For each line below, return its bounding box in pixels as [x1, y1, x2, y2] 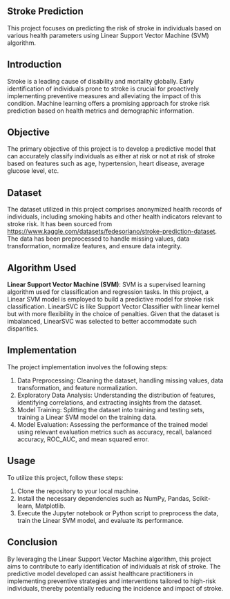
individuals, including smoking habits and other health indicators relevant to [7, 212, 222, 221]
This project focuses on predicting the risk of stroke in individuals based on [7, 24, 222, 32]
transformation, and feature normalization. [17, 383, 138, 391]
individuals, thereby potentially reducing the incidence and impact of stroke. [7, 584, 224, 592]
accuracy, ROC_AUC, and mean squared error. [17, 435, 150, 443]
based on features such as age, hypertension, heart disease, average [7, 159, 205, 168]
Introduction [7, 59, 62, 71]
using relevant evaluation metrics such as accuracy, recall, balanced [17, 427, 212, 436]
